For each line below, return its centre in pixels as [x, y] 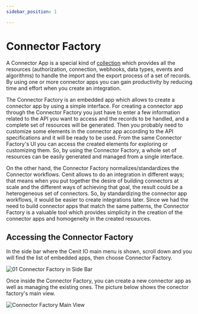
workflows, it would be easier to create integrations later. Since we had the [97, 199]
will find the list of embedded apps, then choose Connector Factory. [89, 258]
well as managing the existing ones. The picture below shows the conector [98, 287]
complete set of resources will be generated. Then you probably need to [95, 125]
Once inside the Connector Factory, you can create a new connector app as [99, 281]
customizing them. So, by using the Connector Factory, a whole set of [91, 150]
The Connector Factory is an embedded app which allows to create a [90, 99]
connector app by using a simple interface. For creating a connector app [95, 106]
